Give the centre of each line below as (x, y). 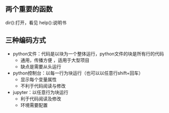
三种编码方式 (26, 40)
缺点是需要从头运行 (41, 66)
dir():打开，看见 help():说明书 (36, 23)
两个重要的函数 (29, 9)
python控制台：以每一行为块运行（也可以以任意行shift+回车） (78, 73)
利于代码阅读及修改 (41, 99)
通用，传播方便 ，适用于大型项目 (55, 60)
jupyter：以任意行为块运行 (40, 92)
